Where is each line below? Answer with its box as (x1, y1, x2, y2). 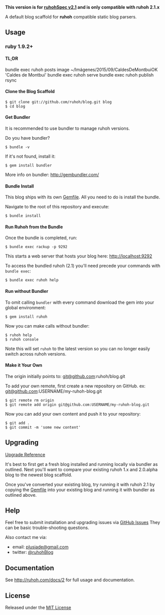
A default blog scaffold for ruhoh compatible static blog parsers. (5, 14, 137, 19)
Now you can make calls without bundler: (5, 323, 90, 329)
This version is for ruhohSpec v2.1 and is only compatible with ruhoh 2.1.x (5, 4, 160, 10)
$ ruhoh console (5, 337, 39, 342)
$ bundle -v (5, 144, 30, 150)
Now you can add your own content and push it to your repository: (5, 411, 141, 417)
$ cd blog (5, 104, 26, 109)
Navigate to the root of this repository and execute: (5, 204, 110, 210)
